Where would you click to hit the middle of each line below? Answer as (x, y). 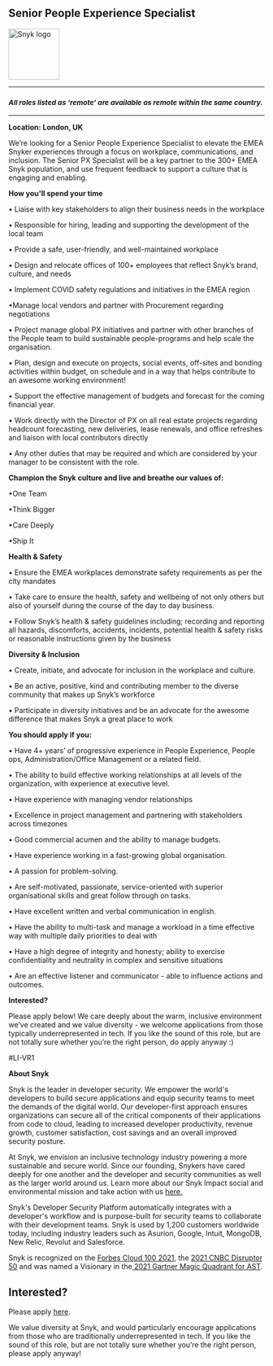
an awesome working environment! (67, 380)
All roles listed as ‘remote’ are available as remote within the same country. (136, 103)
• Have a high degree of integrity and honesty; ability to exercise (117, 952)
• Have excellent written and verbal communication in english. (113, 912)
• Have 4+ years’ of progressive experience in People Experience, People (132, 751)
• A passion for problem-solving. (63, 871)
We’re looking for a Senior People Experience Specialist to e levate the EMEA (136, 143)
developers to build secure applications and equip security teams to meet (131, 1098)
